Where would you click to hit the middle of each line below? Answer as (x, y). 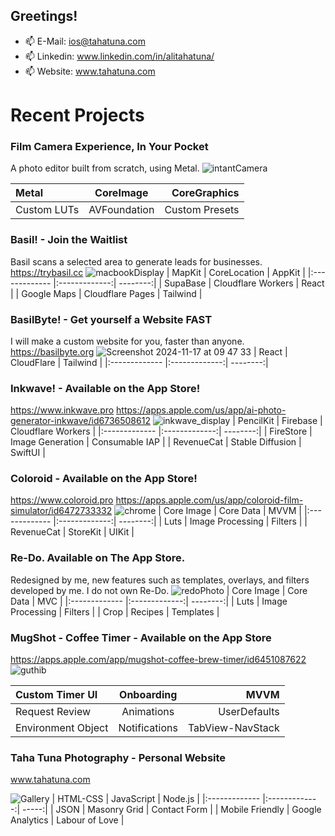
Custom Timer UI (56, 695)
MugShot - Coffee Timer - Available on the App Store (141, 637)
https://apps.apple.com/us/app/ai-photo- (201, 410)
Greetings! (44, 16)
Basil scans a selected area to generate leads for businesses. (136, 261)
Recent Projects (77, 115)
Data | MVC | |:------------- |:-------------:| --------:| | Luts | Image (149, 601)
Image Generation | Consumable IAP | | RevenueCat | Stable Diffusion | (156, 442)
